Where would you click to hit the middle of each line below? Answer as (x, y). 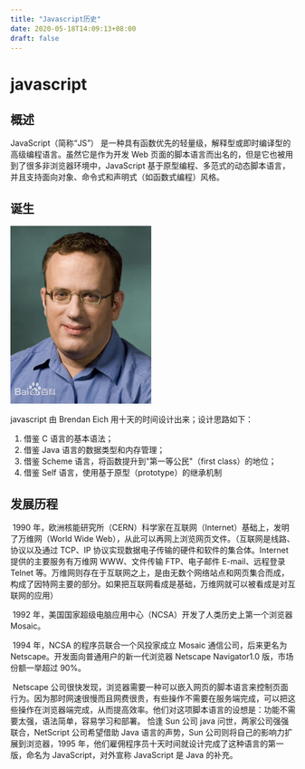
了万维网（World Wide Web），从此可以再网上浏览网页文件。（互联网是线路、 (152, 538)
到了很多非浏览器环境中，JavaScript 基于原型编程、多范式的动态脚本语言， (150, 166)
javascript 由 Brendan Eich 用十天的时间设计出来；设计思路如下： (132, 419)
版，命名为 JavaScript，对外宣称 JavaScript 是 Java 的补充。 (124, 755)
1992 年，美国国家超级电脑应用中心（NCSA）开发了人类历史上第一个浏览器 (152, 615)
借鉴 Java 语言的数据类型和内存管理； (94, 450)
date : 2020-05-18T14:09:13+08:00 (73, 29)
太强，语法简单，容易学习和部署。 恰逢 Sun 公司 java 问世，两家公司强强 (153, 721)
